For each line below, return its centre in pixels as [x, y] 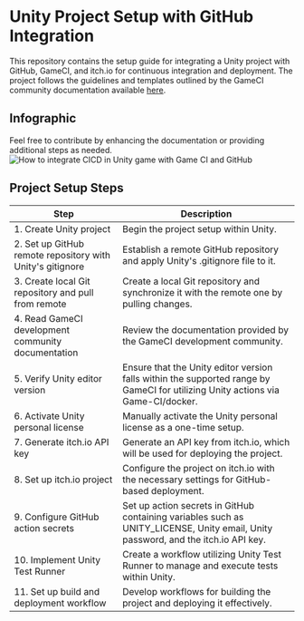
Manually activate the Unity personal [199, 416]
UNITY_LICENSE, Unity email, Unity [197, 528]
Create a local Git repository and [191, 281]
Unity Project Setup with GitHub [132, 17]
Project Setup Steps [66, 188]
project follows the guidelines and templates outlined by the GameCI [137, 80]
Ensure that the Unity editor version [197, 367]
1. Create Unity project [62, 228]
